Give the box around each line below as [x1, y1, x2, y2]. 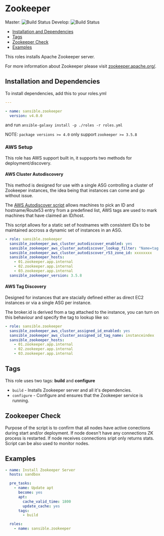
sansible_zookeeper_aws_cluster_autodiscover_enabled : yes [9, 241, 133, 246]
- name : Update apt [14, 486, 54, 490]
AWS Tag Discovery [5, 283, 47, 289]
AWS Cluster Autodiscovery [5, 171, 64, 177]
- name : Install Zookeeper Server [5, 467, 76, 472]
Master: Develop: [5, 19, 70, 25]
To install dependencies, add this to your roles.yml [5, 90, 107, 96]
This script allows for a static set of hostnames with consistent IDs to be [5, 222, 150, 228]
